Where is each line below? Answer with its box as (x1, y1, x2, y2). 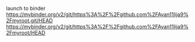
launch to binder (6, 5, 46, 12)
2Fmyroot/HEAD (6, 29, 46, 36)
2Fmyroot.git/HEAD (6, 17, 53, 24)
